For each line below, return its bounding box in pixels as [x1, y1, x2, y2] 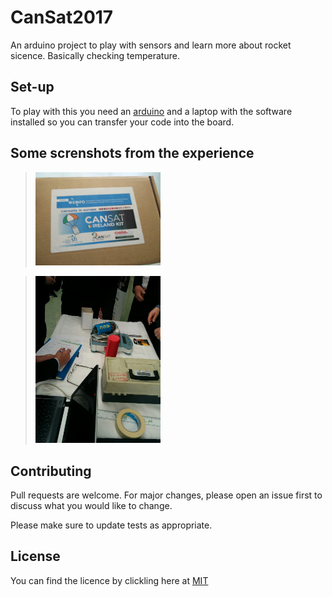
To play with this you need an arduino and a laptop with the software [10, 105, 293, 117]
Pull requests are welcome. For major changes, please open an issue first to [10, 489, 323, 501]
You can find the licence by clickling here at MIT [10, 574, 209, 586]
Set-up [10, 79, 55, 96]
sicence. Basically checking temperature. [10, 49, 180, 61]
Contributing [10, 462, 92, 480]
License [10, 548, 61, 565]
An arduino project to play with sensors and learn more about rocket [10, 39, 292, 51]
